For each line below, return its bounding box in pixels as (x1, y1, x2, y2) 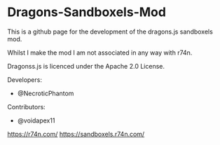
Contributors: (7, 102, 46, 111)
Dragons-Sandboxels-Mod (7, 4, 167, 20)
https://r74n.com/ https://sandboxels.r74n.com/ (7, 130, 145, 138)
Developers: (7, 75, 42, 84)
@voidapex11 (17, 116, 55, 125)
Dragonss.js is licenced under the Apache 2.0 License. (7, 62, 165, 70)
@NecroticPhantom (17, 89, 74, 97)
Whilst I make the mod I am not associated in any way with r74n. (7, 48, 193, 57)
